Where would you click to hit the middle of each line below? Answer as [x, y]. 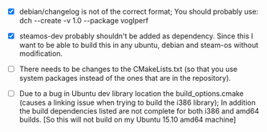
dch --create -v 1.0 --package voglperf [84, 21]
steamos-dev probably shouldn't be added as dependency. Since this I [136, 36]
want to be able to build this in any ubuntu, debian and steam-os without [139, 45]
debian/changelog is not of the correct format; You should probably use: [139, 12]
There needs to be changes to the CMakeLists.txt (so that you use [128, 69]
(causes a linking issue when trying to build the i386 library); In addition [137, 102]
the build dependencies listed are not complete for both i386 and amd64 [139, 111]
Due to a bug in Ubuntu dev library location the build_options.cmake [131, 94]
